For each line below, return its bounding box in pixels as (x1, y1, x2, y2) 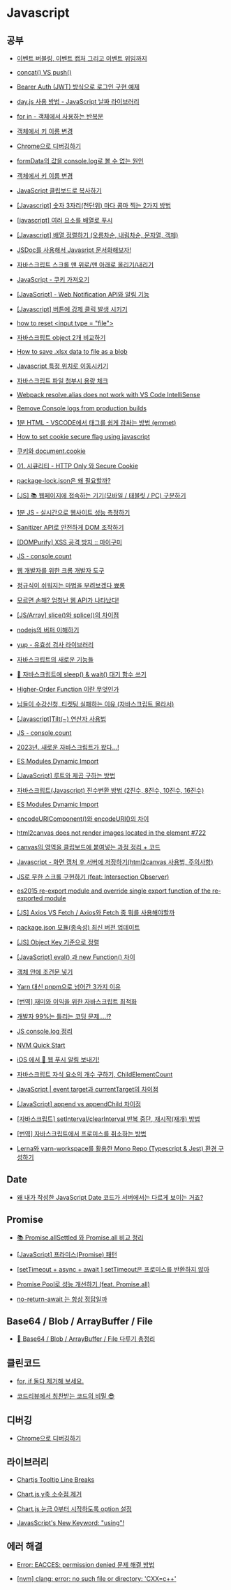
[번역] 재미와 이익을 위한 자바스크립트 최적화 (16, 997, 137, 1006)
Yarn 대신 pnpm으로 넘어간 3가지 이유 (16, 983, 121, 990)
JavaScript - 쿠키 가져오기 (16, 276, 90, 283)
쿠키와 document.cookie (16, 447, 86, 455)
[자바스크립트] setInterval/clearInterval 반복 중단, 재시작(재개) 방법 (16, 1115, 200, 1123)
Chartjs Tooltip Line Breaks (16, 1475, 95, 1484)
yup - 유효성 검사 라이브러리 (16, 641, 94, 648)
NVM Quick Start (16, 1041, 66, 1049)
